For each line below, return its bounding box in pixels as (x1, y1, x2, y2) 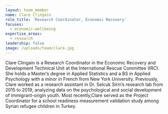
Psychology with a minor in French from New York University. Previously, (5, 76, 159, 82)
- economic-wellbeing (10, 27, 56, 32)
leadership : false (5, 41, 44, 46)
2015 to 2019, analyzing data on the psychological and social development (5, 86, 162, 93)
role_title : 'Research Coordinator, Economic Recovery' (5, 17, 127, 22)
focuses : (5, 21, 24, 27)
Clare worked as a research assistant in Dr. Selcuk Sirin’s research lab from (5, 81, 163, 87)
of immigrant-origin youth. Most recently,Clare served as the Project (5, 92, 149, 98)
